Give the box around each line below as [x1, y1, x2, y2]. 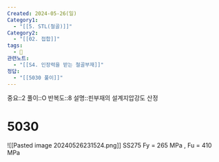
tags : [7, 42, 23, 49]
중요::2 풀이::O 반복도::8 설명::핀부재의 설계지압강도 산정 [7, 94, 158, 102]
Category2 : [7, 29, 39, 37]
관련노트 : [7, 55, 30, 62]
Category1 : [7, 17, 39, 23]
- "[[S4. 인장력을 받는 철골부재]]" [13, 61, 104, 68]
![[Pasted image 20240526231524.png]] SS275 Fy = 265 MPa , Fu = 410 [7, 141, 212, 150]
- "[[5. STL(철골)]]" [13, 23, 72, 30]
